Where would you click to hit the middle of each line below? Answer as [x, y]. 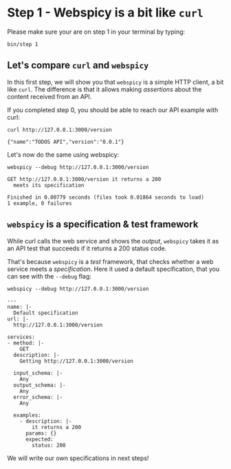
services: [21, 337]
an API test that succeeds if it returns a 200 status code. [87, 248]
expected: [39, 439]
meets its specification [49, 185]
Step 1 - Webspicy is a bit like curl [106, 13]
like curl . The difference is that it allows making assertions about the [104, 89]
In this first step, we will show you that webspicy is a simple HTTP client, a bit [115, 82]
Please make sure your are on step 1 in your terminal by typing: [96, 32]
